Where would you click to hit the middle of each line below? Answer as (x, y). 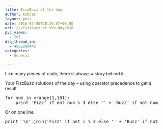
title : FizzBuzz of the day (34, 10)
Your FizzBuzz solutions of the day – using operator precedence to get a (78, 83)
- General (19, 55)
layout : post (18, 19)
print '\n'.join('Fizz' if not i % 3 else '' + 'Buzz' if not (81, 122)
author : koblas (21, 14)
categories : (17, 51)
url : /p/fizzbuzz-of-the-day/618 (39, 28)
